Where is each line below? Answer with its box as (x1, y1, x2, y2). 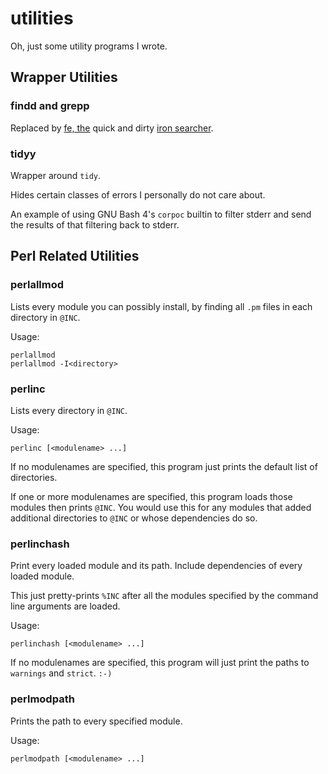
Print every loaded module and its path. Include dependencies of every (10, 560, 303, 572)
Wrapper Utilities (10, 69, 118, 86)
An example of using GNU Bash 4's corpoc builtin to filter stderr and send (10, 208, 312, 220)
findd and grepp (10, 99, 90, 113)
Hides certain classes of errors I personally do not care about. (10, 188, 266, 201)
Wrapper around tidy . (10, 169, 102, 181)
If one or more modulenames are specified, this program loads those (10, 490, 293, 502)
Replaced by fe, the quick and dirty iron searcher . (10, 122, 214, 134)
